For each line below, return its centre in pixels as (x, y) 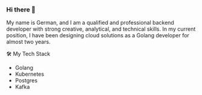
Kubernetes (29, 74)
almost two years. (28, 42)
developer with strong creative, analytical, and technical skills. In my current (101, 29)
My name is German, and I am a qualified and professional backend (90, 23)
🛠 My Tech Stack (28, 54)
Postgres (26, 81)
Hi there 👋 (21, 10)
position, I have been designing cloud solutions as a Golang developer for (98, 35)
